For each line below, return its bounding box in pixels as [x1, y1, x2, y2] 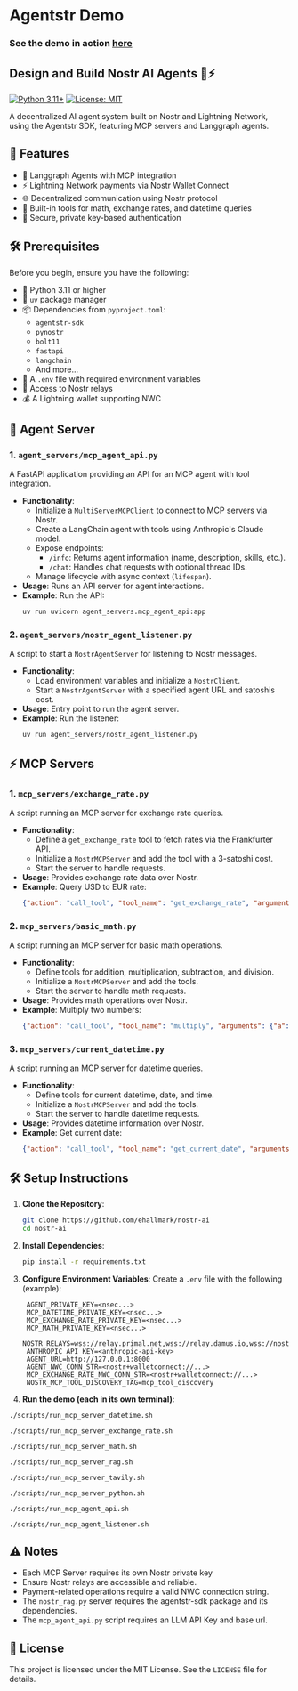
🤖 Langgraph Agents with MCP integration [21, 170, 177, 181]
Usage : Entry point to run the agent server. [21, 704, 180, 715]
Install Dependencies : [21, 1240, 105, 1250]
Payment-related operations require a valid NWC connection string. [21, 1586, 270, 1598]
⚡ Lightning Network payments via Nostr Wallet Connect [21, 180, 230, 190]
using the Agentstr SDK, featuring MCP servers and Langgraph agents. [9, 120, 270, 131]
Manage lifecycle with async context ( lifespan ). [35, 571, 212, 582]
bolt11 [35, 337, 60, 346]
